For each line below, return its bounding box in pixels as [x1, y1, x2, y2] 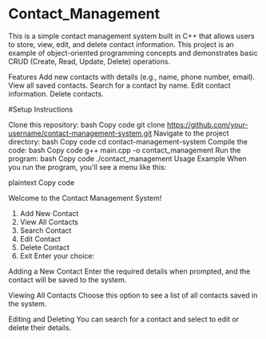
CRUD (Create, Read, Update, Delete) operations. [8, 57, 170, 66]
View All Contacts [19, 217, 78, 227]
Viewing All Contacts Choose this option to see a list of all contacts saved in [8, 290, 258, 300]
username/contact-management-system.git [8, 128, 153, 138]
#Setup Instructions [8, 104, 73, 114]
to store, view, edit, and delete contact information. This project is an [8, 39, 234, 49]
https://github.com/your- [166, 120, 249, 129]
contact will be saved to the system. [8, 274, 127, 284]
